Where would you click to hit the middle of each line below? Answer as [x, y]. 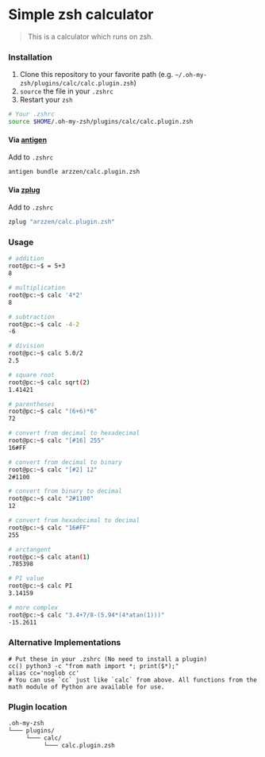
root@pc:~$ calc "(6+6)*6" [53, 411]
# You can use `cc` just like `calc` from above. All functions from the [133, 680]
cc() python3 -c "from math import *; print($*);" [94, 666]
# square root [32, 375]
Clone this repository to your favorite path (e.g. [96, 75]
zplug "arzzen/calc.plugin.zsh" [61, 222]
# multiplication [37, 288]
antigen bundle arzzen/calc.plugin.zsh [74, 172]
